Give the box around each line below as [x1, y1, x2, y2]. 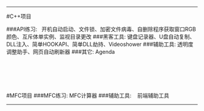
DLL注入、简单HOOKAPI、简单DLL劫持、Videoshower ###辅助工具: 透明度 [6, 40, 194, 48]
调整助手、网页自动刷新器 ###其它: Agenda [6, 48, 115, 55]
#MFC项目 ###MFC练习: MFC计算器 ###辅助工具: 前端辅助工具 [6, 92, 170, 99]
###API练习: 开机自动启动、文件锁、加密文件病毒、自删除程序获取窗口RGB [6, 25, 196, 33]
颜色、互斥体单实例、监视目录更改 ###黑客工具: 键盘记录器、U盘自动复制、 [6, 33, 195, 40]
